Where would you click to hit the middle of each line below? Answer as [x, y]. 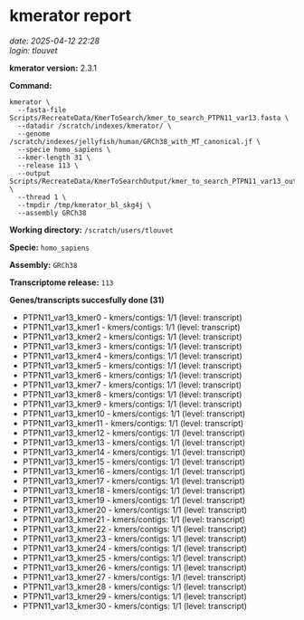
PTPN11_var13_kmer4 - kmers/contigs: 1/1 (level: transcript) [132, 356]
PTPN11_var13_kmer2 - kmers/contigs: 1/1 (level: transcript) [132, 337]
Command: [31, 85]
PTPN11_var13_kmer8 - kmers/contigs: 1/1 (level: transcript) [132, 394]
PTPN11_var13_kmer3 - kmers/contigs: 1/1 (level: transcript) [132, 346]
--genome [34, 134]
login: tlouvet [33, 50]
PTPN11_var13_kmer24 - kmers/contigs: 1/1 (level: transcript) [134, 548]
